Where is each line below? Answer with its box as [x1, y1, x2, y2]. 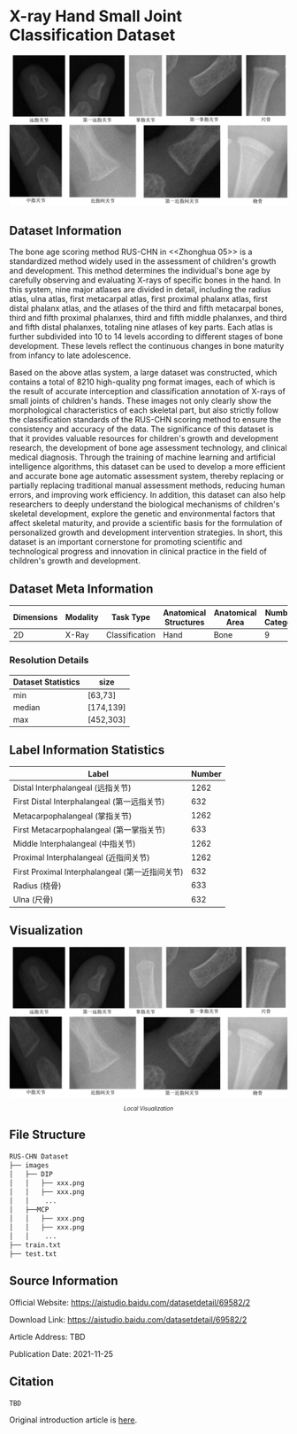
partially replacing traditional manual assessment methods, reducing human [9, 480, 286, 491]
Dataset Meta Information [9, 581, 154, 596]
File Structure [9, 1128, 86, 1143]
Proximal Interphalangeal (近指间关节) [12, 852, 150, 863]
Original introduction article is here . [9, 1415, 138, 1425]
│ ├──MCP [9, 1205, 49, 1214]
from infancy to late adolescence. [9, 350, 132, 360]
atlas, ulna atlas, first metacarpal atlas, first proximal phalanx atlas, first [9, 294, 268, 305]
